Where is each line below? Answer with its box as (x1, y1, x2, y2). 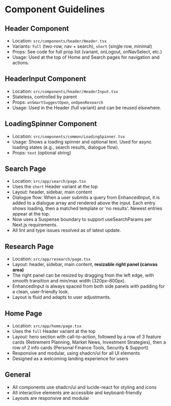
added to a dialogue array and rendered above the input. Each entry (12, 200, 156, 206)
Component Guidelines (5, 4, 105, 15)
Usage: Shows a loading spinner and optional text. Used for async (12, 138, 152, 145)
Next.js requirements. (12, 222, 58, 228)
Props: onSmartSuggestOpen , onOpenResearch (12, 99, 103, 105)
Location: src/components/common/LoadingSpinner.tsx (12, 133, 125, 139)
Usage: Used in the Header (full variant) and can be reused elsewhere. (12, 104, 162, 111)
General (5, 370, 31, 379)
